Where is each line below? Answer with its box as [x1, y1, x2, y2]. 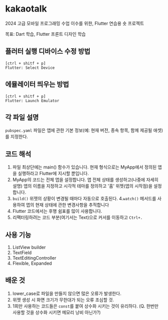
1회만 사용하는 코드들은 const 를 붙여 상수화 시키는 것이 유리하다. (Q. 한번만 [12, 303, 159, 309]
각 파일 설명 [5, 113, 39, 121]
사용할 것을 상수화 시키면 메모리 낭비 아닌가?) [12, 309, 101, 315]
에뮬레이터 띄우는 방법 [5, 80, 69, 89]
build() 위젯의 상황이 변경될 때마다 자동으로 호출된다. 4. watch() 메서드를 [12, 196, 156, 202]
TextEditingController [12, 255, 57, 261]
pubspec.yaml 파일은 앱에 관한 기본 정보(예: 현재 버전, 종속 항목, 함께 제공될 [5, 127, 152, 133]
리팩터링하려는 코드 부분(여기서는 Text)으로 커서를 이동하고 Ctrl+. [12, 214, 143, 220]
